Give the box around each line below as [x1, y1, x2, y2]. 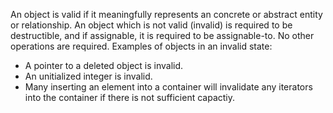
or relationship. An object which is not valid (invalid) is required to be [10, 19, 293, 31]
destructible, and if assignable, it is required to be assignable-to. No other [10, 30, 315, 41]
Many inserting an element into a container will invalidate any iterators [24, 81, 313, 93]
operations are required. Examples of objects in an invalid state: [10, 40, 273, 52]
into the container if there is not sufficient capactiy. [24, 92, 236, 103]
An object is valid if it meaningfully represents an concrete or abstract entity [10, 9, 323, 20]
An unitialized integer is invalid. [24, 70, 153, 82]
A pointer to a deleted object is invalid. [24, 60, 184, 71]
